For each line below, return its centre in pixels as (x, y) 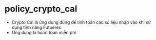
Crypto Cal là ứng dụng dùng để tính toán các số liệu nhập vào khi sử (81, 22)
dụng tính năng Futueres (36, 27)
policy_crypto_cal (41, 9)
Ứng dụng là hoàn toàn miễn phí (44, 32)
